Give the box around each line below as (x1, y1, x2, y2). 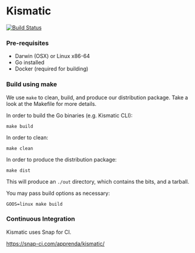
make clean (6, 145, 33, 151)
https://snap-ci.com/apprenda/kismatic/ (6, 240, 105, 247)
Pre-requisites (6, 39, 49, 47)
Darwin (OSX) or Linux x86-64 (14, 53, 90, 60)
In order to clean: (6, 133, 48, 141)
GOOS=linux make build (6, 201, 63, 207)
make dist (6, 167, 31, 173)
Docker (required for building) (14, 65, 89, 72)
